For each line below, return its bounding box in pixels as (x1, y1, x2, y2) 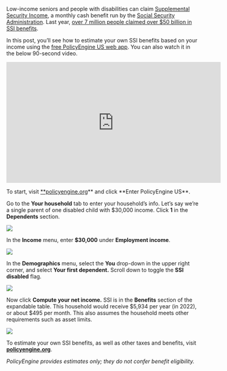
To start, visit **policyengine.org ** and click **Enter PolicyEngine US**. (6, 188, 191, 195)
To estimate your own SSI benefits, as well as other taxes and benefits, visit (6, 339, 197, 346)
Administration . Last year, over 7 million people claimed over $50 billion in (6, 18, 192, 25)
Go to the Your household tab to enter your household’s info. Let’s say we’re (6, 200, 199, 207)
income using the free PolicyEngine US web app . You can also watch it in (6, 43, 191, 50)
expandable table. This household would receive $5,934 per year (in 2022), (6, 303, 197, 310)
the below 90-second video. (6, 50, 78, 57)
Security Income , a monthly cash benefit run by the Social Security (6, 12, 176, 19)
